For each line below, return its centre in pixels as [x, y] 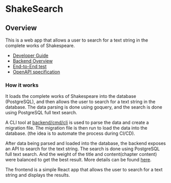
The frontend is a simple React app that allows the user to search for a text [84, 170]
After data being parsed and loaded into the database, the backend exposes [86, 144]
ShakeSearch [34, 9]
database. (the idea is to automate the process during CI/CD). [70, 133]
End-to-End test [30, 66]
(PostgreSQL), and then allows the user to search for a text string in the [80, 102]
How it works [22, 85]
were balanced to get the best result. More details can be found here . [79, 160]
